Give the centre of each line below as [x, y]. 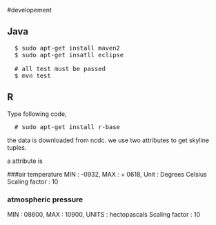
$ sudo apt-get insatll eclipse [69, 55]
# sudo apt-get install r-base [67, 127]
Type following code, [37, 114]
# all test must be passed [60, 69]
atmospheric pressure [45, 199]
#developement [29, 10]
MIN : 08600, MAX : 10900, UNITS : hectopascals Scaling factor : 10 [104, 214]
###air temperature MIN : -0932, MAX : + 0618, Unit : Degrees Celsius [107, 174]
